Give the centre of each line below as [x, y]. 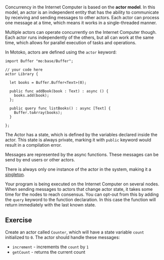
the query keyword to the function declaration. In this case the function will [81, 200]
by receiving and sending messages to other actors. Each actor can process [82, 17]
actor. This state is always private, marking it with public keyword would [78, 140]
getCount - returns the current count [49, 252]
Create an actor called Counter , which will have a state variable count [75, 232]
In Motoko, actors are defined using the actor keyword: [61, 52]
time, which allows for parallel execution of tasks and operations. [71, 43]
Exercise [19, 220]
